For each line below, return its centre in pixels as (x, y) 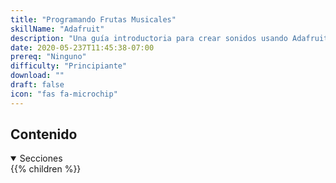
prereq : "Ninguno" (48, 57)
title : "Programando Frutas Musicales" (93, 19)
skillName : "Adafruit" (57, 29)
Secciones (41, 158)
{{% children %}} (46, 169)
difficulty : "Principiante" (69, 66)
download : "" (37, 76)
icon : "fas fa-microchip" (64, 94)
